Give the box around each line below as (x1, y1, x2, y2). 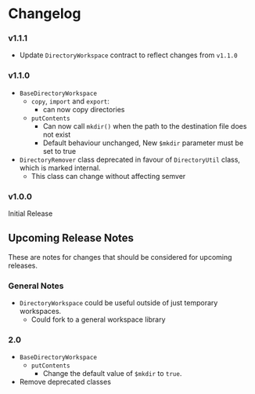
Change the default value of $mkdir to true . (42, 369, 182, 378)
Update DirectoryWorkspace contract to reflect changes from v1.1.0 (19, 50, 238, 60)
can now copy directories (42, 104, 125, 114)
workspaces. (19, 307, 62, 316)
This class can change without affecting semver (31, 171, 186, 181)
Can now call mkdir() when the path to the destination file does (42, 121, 247, 130)
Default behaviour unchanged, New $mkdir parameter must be (42, 138, 244, 148)
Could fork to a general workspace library (31, 315, 166, 324)
